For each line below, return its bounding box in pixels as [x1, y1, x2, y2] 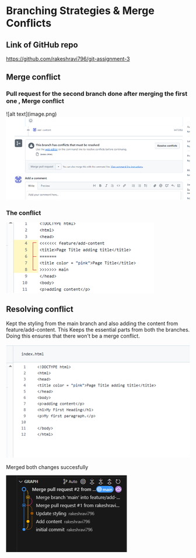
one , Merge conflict [6, 97, 64, 105]
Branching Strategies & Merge [6, 4, 155, 18]
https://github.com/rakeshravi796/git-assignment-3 [6, 56, 130, 62]
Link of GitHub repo [6, 40, 78, 50]
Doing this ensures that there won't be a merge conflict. [6, 332, 140, 339]
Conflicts [6, 16, 51, 30]
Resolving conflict [6, 304, 74, 314]
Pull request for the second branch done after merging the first [6, 89, 188, 98]
